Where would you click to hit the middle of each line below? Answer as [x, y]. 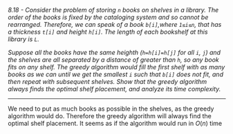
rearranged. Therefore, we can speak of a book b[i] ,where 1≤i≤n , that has [115, 24]
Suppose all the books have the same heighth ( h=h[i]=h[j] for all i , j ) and [114, 52]
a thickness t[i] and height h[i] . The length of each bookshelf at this [108, 32]
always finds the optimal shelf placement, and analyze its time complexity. [114, 89]
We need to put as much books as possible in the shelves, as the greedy [111, 109]
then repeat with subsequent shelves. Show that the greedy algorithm [108, 81]
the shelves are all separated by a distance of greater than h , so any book [114, 60]
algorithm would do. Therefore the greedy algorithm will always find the [110, 116]
